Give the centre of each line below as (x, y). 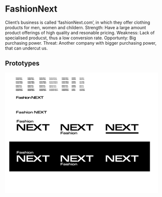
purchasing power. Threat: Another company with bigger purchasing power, (81, 43)
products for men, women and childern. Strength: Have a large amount (76, 27)
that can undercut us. (26, 48)
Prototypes (22, 63)
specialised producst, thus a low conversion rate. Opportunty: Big (71, 38)
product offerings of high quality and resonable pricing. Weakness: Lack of (80, 33)
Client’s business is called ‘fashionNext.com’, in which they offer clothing (78, 22)
